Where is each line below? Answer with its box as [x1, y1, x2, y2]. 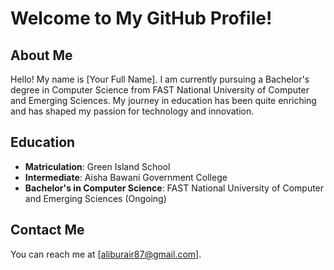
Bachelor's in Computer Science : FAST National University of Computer [24, 182, 325, 194]
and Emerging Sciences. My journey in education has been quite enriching [10, 95, 317, 106]
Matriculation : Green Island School [24, 160, 171, 172]
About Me [10, 47, 73, 64]
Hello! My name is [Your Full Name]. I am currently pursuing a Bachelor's [10, 73, 310, 85]
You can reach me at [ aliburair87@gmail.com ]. [10, 248, 202, 260]
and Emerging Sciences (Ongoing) [24, 192, 167, 204]
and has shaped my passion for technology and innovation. [10, 105, 255, 117]
